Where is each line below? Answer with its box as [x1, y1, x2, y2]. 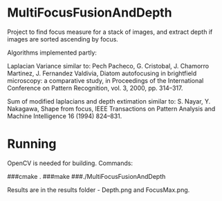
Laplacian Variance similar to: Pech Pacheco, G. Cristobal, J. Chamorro [7, 61, 210, 70]
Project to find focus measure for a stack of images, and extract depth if [7, 28, 213, 36]
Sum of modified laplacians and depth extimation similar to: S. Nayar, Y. [7, 97, 211, 105]
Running [7, 136, 57, 152]
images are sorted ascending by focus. [7, 35, 119, 43]
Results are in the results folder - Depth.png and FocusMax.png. [7, 185, 190, 194]
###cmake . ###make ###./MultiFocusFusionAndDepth [7, 172, 166, 180]
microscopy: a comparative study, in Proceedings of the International [7, 76, 204, 84]
